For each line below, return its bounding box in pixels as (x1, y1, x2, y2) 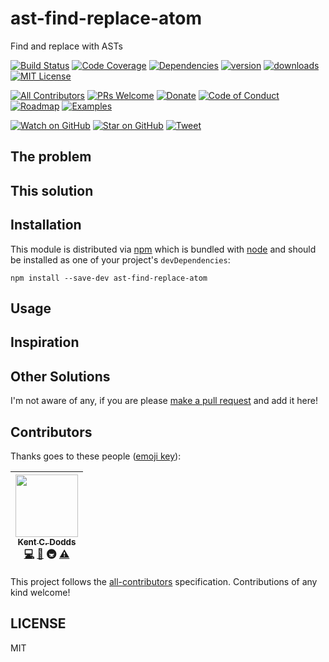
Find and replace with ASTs (10, 40, 123, 52)
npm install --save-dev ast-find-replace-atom (10, 273, 208, 283)
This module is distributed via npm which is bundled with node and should (10, 243, 317, 255)
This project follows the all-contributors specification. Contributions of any (10, 575, 318, 587)
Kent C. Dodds (17, 536, 77, 547)
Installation (10, 217, 82, 234)
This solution (10, 182, 94, 199)
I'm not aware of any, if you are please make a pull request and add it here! (10, 395, 318, 407)
